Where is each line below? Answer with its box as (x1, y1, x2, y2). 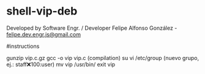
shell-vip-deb (6, 4, 78, 18)
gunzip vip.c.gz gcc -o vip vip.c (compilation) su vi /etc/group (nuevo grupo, (6, 54, 199, 61)
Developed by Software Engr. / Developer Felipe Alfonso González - (6, 24, 177, 32)
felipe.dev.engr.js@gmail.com (6, 30, 81, 38)
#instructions (6, 42, 40, 50)
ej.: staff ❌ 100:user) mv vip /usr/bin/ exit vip (6, 61, 116, 68)
